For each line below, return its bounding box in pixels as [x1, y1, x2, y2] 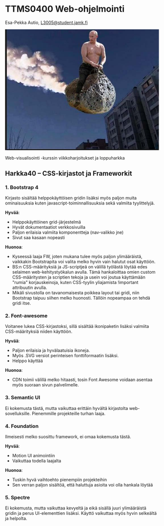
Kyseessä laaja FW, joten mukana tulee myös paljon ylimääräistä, [12, 254, 143, 260]
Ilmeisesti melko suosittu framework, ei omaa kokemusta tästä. [5, 434, 131, 440]
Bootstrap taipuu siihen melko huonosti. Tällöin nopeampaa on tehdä [12, 295, 150, 301]
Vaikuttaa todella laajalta [12, 458, 61, 464]
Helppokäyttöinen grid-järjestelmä [12, 219, 82, 225]
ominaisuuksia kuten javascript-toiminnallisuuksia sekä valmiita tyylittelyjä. [5, 200, 155, 206]
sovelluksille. [5, 410, 31, 416]
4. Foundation [5, 423, 39, 429]
